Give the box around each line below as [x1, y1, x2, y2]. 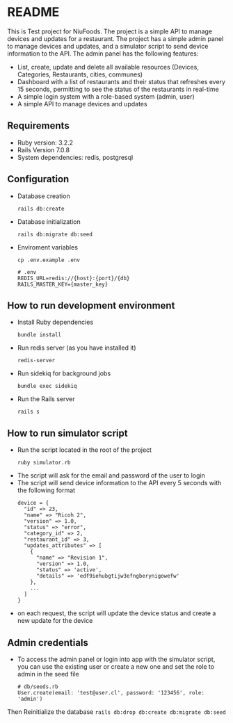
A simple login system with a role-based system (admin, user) [17, 92, 195, 101]
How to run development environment [7, 300, 175, 311]
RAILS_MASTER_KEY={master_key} [17, 281, 109, 288]
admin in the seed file [17, 670, 79, 678]
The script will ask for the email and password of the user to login [17, 471, 205, 480]
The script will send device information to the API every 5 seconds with [17, 479, 222, 487]
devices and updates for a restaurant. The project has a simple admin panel [7, 34, 224, 42]
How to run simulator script [7, 427, 128, 439]
